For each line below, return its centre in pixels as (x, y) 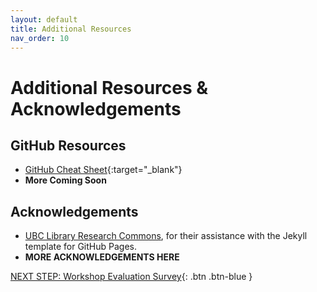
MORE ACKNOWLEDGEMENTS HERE (102, 257)
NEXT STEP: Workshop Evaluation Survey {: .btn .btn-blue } (131, 277)
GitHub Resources (68, 145)
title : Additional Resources (71, 29)
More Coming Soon (65, 180)
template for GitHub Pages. (80, 247)
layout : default (44, 19)
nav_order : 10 (40, 38)
